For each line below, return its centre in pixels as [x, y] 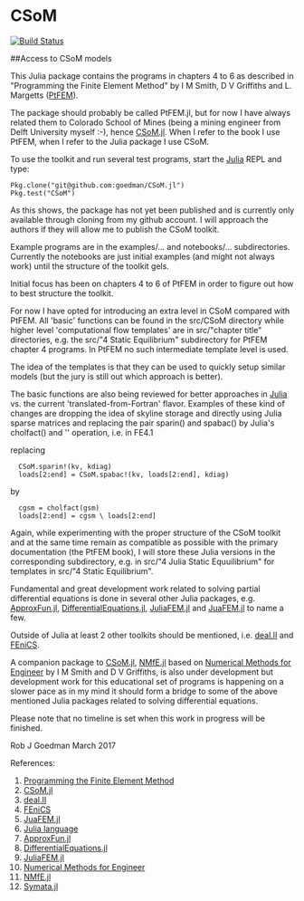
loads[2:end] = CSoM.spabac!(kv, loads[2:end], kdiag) [124, 474]
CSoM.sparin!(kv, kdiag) [65, 466]
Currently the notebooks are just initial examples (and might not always [142, 256]
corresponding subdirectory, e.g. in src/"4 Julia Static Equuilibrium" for [142, 561]
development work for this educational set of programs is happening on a [147, 681]
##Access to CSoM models [61, 58]
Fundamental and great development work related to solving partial [135, 589]
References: [33, 762]
